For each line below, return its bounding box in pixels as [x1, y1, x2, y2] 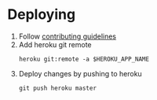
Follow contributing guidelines [18, 31, 117, 41]
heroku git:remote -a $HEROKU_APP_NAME [18, 55, 150, 63]
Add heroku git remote [18, 39, 92, 49]
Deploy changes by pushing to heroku [18, 69, 142, 78]
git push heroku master [18, 84, 97, 92]
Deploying [7, 6, 76, 24]
